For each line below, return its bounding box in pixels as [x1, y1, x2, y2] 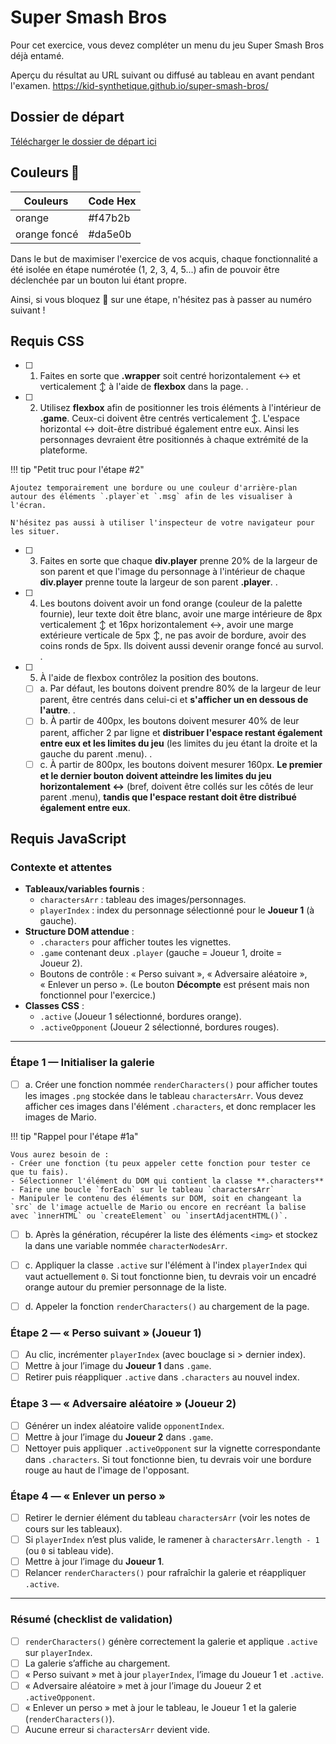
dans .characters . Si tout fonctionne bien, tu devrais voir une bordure [24, 1453, 312, 1465]
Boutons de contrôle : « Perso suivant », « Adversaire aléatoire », [39, 968, 308, 980]
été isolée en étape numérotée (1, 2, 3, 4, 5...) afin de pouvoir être [10, 263, 280, 275]
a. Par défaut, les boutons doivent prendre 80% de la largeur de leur [39, 682, 322, 695]
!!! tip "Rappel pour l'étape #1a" [10, 1130, 139, 1142]
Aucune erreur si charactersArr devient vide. [24, 1723, 211, 1735]
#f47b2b [88, 211, 131, 225]
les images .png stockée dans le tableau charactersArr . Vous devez [24, 1089, 304, 1101]
